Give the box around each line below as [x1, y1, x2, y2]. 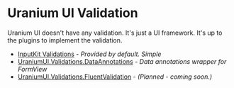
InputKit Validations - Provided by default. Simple [17, 50, 162, 58]
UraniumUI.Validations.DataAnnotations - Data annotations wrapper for [17, 57, 227, 65]
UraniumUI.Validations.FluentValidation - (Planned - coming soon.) [17, 72, 213, 81]
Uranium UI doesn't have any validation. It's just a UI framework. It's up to [7, 28, 223, 37]
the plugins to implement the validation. [7, 35, 123, 44]
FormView [17, 65, 48, 73]
